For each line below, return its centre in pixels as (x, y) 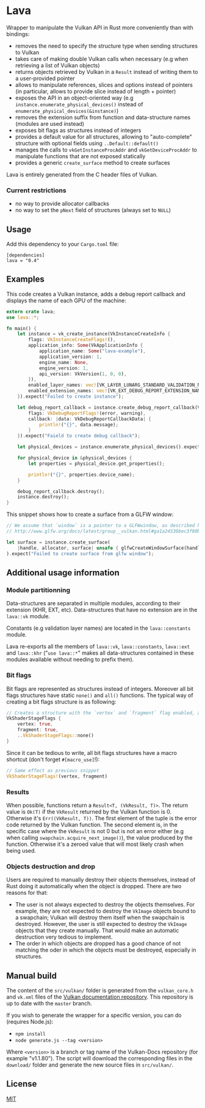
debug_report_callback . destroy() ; (61, 491)
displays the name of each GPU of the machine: (66, 301)
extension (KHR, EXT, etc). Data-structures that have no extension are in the (102, 610)
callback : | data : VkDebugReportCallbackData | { (90, 419)
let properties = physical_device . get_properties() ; (97, 464)
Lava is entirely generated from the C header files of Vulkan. (82, 174)
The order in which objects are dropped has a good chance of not (98, 944)
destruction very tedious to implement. (64, 937)
